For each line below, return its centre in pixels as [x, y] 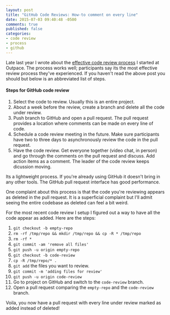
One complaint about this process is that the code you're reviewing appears [85, 192]
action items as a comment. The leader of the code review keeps [81, 161]
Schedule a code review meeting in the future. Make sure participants [86, 134]
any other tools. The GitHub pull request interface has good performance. [83, 182]
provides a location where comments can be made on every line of [83, 123]
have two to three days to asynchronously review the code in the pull [86, 139]
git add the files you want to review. [51, 266]
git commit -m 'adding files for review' [58, 271]
